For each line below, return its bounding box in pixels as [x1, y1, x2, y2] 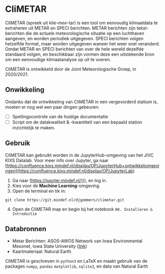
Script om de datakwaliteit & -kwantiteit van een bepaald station [12, 119, 142, 125]
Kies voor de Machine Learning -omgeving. [12, 183, 100, 189]
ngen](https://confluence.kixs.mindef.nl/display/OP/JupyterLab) [5, 168, 135, 174]
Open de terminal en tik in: [12, 188, 66, 194]
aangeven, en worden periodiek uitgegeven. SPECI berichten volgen [5, 36, 144, 41]
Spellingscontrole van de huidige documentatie [12, 114, 108, 119]
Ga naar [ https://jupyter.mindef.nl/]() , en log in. [12, 177, 107, 183]
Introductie [12, 211, 37, 216]
